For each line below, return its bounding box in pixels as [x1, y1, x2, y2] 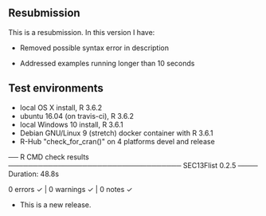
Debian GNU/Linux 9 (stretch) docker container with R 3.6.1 [19, 128, 213, 138]
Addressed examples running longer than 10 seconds [19, 58, 195, 68]
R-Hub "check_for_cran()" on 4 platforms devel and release [19, 136, 215, 146]
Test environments [8, 81, 104, 95]
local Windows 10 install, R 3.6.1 [19, 120, 123, 129]
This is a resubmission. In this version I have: [8, 27, 155, 37]
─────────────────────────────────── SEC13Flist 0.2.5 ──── [8, 160, 258, 170]
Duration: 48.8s [8, 169, 60, 179]
